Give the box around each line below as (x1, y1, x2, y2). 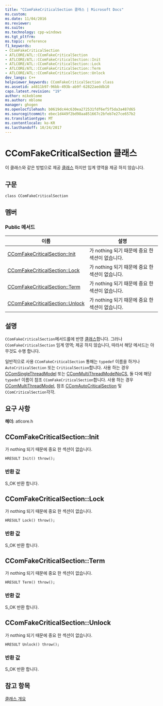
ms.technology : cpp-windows (5, 30, 62, 35)
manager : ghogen (5, 102, 38, 107)
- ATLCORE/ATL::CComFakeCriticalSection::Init (5, 57, 101, 62)
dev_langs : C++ (5, 75, 36, 80)
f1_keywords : (5, 43, 32, 48)
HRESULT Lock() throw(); (5, 518, 55, 523)
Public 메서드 (5, 224, 35, 231)
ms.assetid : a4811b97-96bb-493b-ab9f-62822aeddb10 (5, 84, 110, 89)
